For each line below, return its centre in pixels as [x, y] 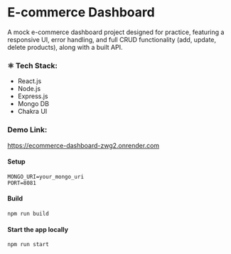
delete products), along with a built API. [65, 47]
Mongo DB [33, 104]
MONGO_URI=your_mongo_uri [45, 176]
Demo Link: [27, 130]
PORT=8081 [22, 183]
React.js [29, 81]
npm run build [28, 213]
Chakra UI [32, 112]
